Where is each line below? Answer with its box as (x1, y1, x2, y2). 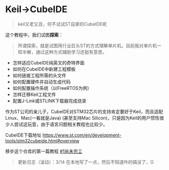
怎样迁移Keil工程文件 (12, 91, 56, 97)
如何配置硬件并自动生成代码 (12, 79, 71, 85)
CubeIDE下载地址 (5, 132, 42, 138)
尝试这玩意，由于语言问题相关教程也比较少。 (14, 121, 108, 127)
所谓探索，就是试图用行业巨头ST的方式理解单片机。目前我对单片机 (17, 42, 157, 49)
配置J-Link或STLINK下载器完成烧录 (12, 97, 87, 104)
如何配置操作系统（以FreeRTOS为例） (12, 85, 92, 91)
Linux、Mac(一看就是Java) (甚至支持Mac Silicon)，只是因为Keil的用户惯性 (5, 115, 160, 121)
